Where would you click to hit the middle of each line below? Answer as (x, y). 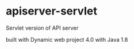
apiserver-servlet (52, 11)
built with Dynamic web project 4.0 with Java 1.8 (67, 39)
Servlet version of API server (42, 28)
